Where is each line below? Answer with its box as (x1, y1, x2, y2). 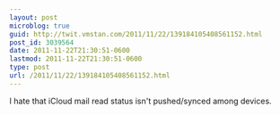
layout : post (9, 12, 58, 22)
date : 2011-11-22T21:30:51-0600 (9, 46, 130, 55)
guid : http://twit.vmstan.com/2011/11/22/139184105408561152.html (9, 29, 263, 38)
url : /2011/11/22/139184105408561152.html (9, 71, 171, 80)
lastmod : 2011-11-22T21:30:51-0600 (9, 54, 143, 63)
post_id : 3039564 (9, 37, 74, 47)
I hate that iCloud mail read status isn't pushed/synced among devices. (9, 95, 272, 106)
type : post (9, 63, 50, 72)
